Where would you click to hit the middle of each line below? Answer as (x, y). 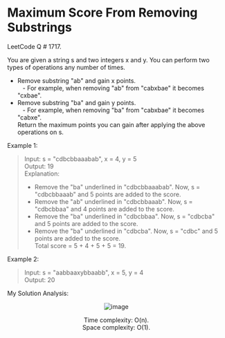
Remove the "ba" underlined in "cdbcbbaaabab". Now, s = (117, 187)
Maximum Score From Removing (102, 13)
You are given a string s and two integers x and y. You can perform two (108, 59)
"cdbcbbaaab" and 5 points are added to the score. (108, 194)
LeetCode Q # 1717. (35, 46)
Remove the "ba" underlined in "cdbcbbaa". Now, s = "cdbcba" (125, 216)
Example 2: (23, 259)
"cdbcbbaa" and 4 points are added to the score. (104, 209)
